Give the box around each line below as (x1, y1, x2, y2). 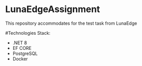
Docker (12, 55, 28, 61)
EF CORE (12, 45, 32, 51)
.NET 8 (12, 39, 27, 46)
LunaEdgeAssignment (5, 4, 100, 15)
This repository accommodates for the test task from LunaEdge (5, 20, 137, 26)
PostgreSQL (12, 50, 38, 56)
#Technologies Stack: (5, 30, 51, 36)
